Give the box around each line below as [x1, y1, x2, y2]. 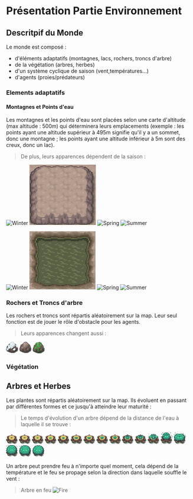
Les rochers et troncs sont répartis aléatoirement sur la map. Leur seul [6, 312, 177, 319]
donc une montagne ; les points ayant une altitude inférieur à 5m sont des [6, 135, 186, 143]
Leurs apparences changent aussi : [20, 330, 106, 337]
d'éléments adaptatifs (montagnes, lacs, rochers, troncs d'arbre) [14, 55, 172, 62]
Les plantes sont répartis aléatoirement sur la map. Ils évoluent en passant [6, 397, 187, 404]
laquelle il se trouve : [20, 421, 71, 428]
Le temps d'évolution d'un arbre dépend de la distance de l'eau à [20, 414, 179, 421]
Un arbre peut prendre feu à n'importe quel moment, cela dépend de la [6, 463, 179, 470]
